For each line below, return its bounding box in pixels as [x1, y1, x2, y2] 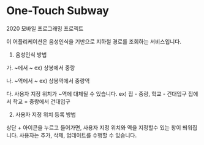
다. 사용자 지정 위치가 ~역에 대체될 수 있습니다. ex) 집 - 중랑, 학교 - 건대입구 [6, 90, 187, 97]
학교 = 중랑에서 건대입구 [12, 98, 70, 105]
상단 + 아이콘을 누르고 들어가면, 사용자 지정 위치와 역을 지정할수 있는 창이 [6, 123, 181, 131]
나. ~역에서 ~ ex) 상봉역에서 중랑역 [6, 77, 90, 84]
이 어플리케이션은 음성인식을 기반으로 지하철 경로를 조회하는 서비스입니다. [6, 37, 182, 45]
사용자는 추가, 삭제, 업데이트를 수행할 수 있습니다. [19, 131, 137, 139]
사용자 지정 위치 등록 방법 [15, 111, 77, 118]
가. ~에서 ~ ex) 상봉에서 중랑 [6, 64, 75, 71]
